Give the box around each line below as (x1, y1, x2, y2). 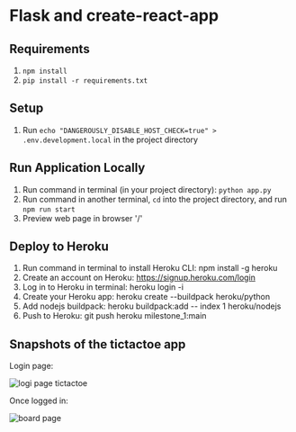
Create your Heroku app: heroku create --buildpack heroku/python (22, 292, 271, 302)
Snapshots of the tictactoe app (9, 337, 186, 352)
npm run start (22, 204, 76, 214)
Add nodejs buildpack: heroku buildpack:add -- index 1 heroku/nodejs (22, 301, 282, 311)
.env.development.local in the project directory (22, 134, 199, 145)
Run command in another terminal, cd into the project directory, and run (22, 193, 288, 204)
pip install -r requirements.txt (22, 76, 148, 85)
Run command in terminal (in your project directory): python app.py (22, 184, 272, 194)
